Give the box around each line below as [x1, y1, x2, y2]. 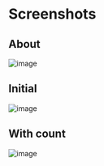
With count [8, 127, 67, 141]
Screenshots [8, 5, 97, 23]
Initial [8, 82, 37, 96]
